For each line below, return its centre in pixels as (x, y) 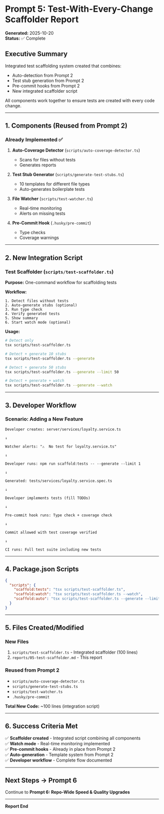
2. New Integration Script (44, 258)
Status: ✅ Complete (25, 38)
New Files (17, 642)
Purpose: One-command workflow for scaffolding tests (61, 283)
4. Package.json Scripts (42, 569)
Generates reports (38, 165)
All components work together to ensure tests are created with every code (80, 100)
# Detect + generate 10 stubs (36, 354)
